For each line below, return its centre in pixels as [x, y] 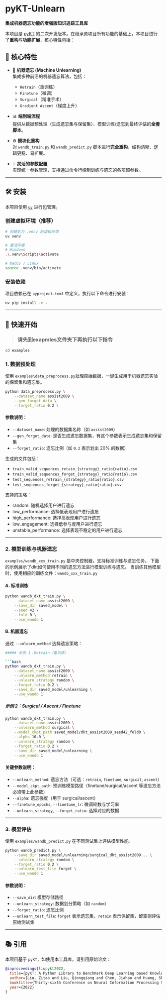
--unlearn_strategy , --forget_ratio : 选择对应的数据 [66, 810]
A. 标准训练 [17, 585]
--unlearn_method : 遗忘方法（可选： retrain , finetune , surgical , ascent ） [87, 779]
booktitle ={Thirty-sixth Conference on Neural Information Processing [84, 983]
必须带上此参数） [30, 791]
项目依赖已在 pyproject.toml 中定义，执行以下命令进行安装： [68, 294]
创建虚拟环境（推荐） [31, 221]
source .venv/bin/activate [33, 268]
